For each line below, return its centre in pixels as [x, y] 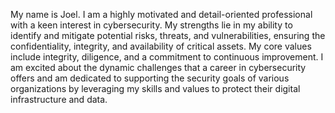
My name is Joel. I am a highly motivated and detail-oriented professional [161, 14]
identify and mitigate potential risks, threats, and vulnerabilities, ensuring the [168, 35]
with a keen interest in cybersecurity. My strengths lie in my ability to [151, 25]
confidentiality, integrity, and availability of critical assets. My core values [161, 46]
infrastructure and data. [59, 99]
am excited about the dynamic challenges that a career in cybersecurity [158, 67]
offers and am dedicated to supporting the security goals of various [150, 78]
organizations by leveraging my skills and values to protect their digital [155, 88]
